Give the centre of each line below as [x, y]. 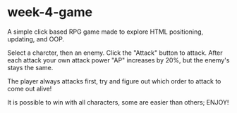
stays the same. [30, 67]
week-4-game [50, 12]
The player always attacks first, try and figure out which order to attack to [114, 81]
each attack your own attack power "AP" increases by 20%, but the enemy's [119, 60]
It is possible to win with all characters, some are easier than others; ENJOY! [118, 102]
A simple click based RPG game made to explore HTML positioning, [105, 32]
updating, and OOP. [36, 39]
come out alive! [30, 88]
